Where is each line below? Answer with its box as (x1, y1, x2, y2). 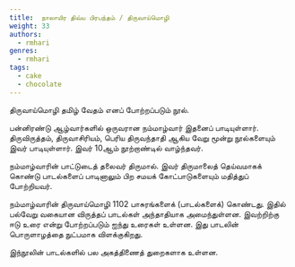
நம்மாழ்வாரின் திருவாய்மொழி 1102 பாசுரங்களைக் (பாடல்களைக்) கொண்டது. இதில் (9, 198, 286, 209)
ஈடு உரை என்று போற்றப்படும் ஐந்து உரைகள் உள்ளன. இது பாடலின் (9, 219, 239, 229)
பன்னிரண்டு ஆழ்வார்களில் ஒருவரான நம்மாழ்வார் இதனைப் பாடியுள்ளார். (9, 122, 259, 133)
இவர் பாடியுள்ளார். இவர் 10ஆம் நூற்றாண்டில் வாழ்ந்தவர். (9, 142, 204, 153)
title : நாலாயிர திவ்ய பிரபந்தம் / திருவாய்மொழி (9, 13, 170, 22)
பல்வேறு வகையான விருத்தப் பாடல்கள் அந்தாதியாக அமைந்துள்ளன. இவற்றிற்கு (9, 208, 280, 220)
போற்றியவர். (9, 180, 53, 191)
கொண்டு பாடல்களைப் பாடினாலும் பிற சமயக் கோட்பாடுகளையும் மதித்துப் (9, 170, 249, 181)
